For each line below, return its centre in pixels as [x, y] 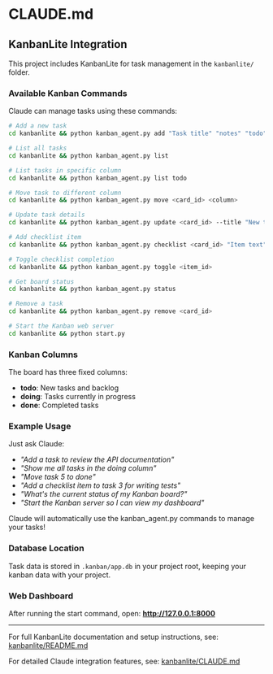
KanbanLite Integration [68, 44]
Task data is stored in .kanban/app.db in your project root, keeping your [127, 566]
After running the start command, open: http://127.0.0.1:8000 [112, 613]
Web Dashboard [41, 596]
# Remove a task [36, 304]
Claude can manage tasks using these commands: [93, 111]
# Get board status [41, 281]
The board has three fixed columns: [68, 372]
